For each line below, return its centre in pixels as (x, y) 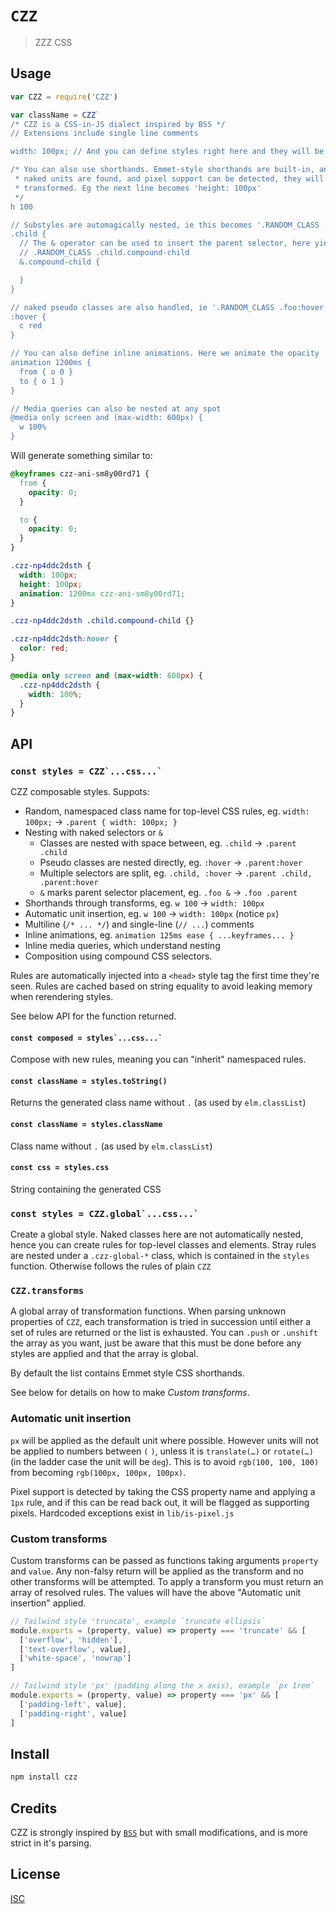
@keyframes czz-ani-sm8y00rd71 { (80, 474)
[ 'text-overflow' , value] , (75, 1649)
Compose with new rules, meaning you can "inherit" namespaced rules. (158, 1059)
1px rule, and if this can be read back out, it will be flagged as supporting (160, 1502)
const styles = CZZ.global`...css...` (105, 1213)
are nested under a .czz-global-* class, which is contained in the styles (160, 1256)
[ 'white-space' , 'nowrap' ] (75, 1658)
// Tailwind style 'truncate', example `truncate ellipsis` (138, 1621)
